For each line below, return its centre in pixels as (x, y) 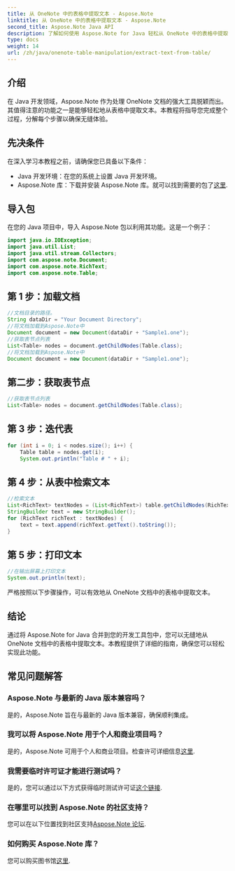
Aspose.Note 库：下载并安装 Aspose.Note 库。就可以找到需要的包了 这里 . (122, 185)
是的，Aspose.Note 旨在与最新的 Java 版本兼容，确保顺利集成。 (100, 715)
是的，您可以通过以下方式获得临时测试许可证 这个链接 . (85, 788)
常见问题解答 (35, 677)
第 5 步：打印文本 (45, 555)
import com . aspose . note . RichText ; (58, 266)
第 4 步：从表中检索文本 (59, 482)
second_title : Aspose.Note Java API (60, 27)
